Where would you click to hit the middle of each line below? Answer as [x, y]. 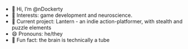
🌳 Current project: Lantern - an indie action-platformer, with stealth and [97, 21]
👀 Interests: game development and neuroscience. [72, 15]
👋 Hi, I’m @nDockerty [37, 9]
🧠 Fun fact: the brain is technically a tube [61, 40]
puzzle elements [31, 27]
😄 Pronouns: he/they [37, 34]
